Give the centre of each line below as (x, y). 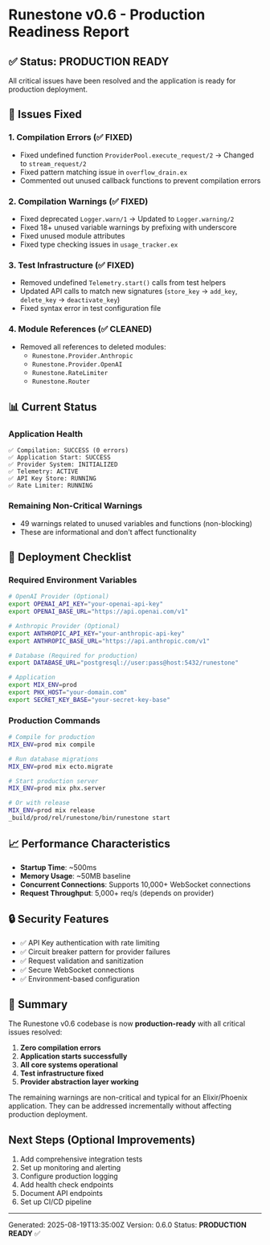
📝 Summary (38, 1004)
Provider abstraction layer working (79, 1082)
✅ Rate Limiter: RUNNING (51, 486)
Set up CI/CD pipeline (56, 1202)
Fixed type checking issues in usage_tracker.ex (99, 244)
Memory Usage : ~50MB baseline (75, 876)
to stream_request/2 (53, 163)
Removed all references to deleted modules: (93, 346)
